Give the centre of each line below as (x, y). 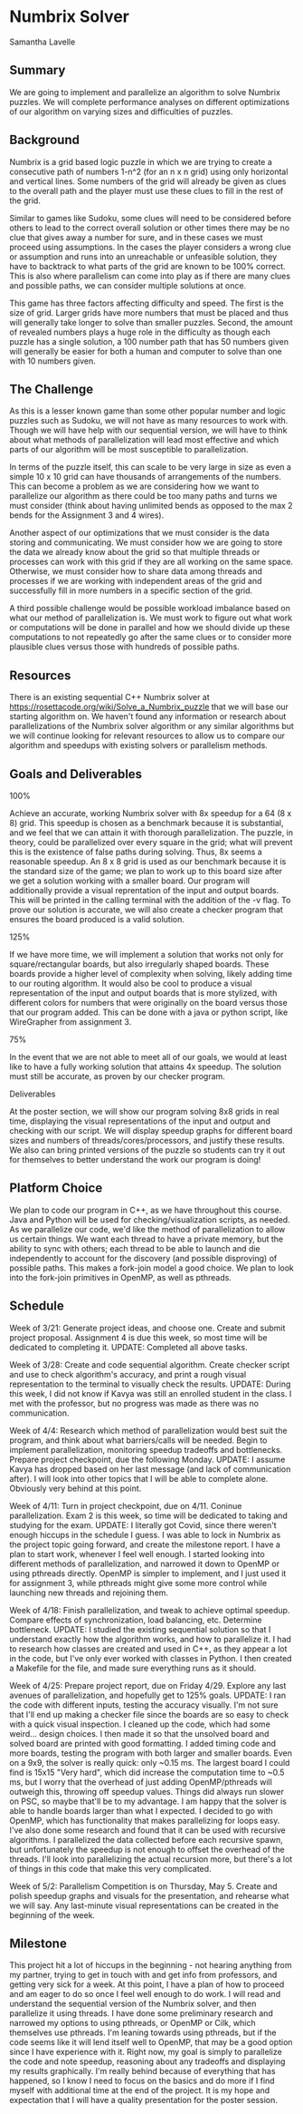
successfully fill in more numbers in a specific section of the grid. (131, 590)
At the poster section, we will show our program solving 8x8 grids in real (144, 1111)
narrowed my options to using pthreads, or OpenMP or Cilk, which (133, 2023)
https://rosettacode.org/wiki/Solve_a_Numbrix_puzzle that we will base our (149, 707)
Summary (38, 70)
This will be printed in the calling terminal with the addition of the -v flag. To (150, 900)
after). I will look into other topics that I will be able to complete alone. (139, 1478)
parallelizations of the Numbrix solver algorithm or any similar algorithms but (151, 726)
